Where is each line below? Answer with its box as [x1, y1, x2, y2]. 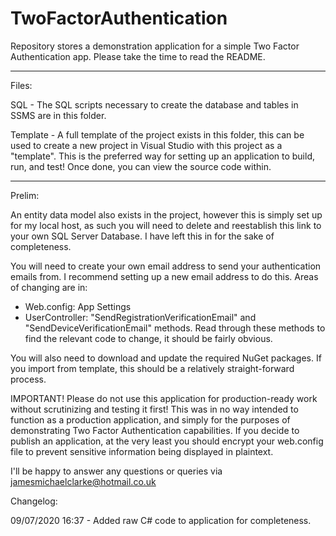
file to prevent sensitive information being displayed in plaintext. [10, 445, 274, 457]
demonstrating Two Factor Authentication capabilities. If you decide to [10, 424, 300, 436]
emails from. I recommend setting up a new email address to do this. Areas [10, 270, 319, 282]
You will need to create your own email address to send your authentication [10, 260, 322, 272]
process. [10, 373, 47, 385]
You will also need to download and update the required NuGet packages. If [10, 352, 322, 364]
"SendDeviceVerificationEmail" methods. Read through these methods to [24, 322, 326, 334]
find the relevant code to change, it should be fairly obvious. [24, 332, 273, 344]
